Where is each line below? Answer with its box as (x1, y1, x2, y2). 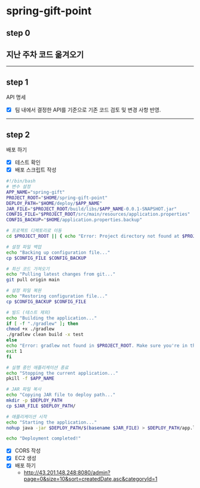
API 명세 (6, 94, 26, 101)
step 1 (6, 77, 29, 87)
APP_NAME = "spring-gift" (6, 189, 65, 195)
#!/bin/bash (6, 178, 36, 184)
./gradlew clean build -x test (6, 332, 84, 338)
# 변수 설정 (6, 184, 31, 190)
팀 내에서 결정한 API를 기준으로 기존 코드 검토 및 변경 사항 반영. (14, 106, 161, 114)
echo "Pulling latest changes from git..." (6, 271, 116, 278)
